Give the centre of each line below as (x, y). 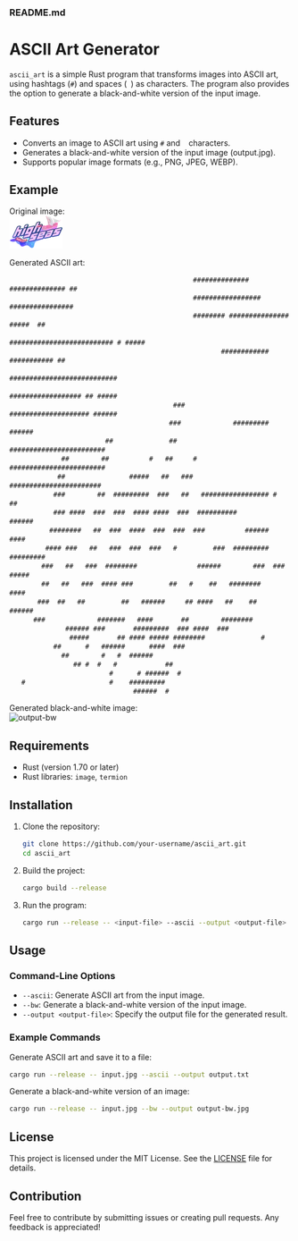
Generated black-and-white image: (74, 708)
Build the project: (54, 870)
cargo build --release (64, 888)
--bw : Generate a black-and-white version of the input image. (134, 1005)
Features (34, 121)
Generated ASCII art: (47, 263)
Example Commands (55, 1037)
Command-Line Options (62, 975)
